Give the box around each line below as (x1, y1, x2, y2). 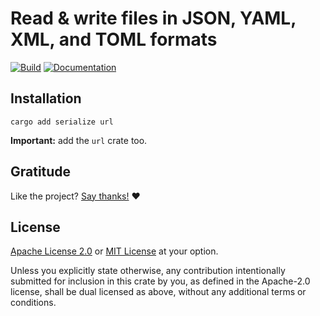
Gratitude (10, 163, 72, 181)
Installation (10, 90, 82, 107)
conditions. (10, 297, 57, 309)
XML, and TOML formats (10, 28, 218, 51)
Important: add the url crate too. (10, 134, 148, 146)
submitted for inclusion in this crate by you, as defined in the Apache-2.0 (10, 275, 311, 287)
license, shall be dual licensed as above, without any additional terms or (10, 286, 307, 298)
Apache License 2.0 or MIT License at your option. (10, 245, 219, 257)
